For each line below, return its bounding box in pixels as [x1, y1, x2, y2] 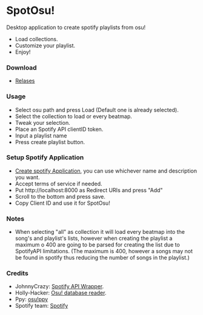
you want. [15, 173, 41, 181]
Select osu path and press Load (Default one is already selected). [15, 106, 179, 113]
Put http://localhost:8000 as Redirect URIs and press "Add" [15, 186, 163, 194]
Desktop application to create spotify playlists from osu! [6, 24, 146, 31]
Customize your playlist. [15, 42, 76, 49]
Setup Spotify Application [6, 153, 84, 162]
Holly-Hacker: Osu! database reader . [15, 289, 107, 297]
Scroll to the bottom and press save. [15, 193, 106, 200]
